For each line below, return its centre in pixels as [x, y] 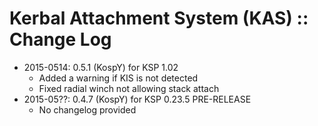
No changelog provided [87, 109]
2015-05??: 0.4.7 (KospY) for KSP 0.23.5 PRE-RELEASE [137, 99]
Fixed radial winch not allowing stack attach [129, 88]
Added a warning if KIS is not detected [118, 78]
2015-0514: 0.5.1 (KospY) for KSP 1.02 [101, 67]
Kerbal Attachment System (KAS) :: [159, 18]
